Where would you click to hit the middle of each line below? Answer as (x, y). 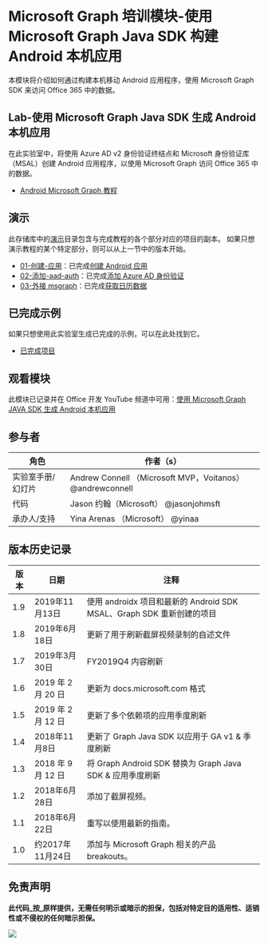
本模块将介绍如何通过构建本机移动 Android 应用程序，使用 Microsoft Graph (131, 80)
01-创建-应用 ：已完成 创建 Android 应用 (83, 265)
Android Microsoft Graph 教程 (69, 190)
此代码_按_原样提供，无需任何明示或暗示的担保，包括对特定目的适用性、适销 (134, 908)
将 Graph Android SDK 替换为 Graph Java (164, 763)
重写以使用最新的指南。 (131, 823)
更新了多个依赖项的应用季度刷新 (147, 715)
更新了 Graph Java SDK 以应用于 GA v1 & (164, 736)
